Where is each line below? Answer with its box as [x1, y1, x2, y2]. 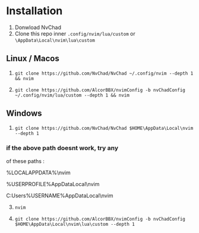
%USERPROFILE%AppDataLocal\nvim [6, 180, 100, 187]
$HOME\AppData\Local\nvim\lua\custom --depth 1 [14, 221, 135, 227]
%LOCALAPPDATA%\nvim [6, 169, 71, 176]
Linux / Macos [6, 53, 59, 63]
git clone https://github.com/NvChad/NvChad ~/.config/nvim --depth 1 [14, 70, 194, 76]
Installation [6, 4, 63, 18]
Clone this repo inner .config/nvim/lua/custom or [14, 30, 135, 37]
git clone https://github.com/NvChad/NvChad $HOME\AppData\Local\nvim [14, 125, 194, 131]
